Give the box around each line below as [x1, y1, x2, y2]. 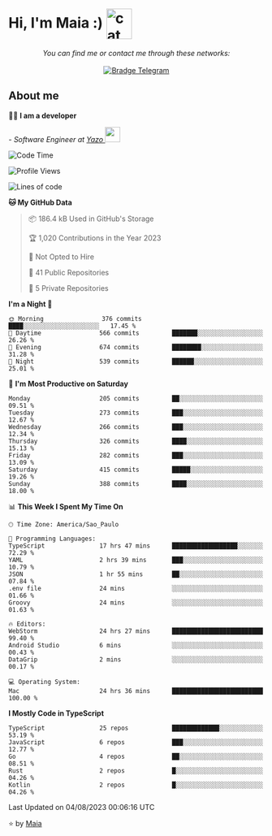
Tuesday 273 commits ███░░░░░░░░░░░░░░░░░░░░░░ [8, 409, 264, 417]
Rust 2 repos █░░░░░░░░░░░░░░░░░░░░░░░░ [8, 766, 264, 775]
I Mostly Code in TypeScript [8, 708, 104, 718]
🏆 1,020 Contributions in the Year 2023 [28, 232, 162, 243]
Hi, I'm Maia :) [8, 13, 103, 32]
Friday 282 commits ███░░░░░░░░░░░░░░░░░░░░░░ [8, 451, 264, 459]
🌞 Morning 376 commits [8, 314, 142, 323]
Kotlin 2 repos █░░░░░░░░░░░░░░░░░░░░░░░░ [8, 781, 264, 789]
